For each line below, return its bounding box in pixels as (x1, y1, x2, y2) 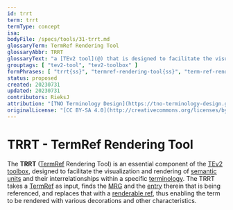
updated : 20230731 (7, 87, 60, 94)
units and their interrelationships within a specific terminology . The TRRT (7, 174, 215, 182)
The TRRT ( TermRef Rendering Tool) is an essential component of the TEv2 (7, 159, 223, 168)
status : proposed (7, 74, 58, 82)
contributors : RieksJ (7, 94, 70, 101)
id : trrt (7, 10, 33, 17)
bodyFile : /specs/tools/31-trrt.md (7, 36, 110, 43)
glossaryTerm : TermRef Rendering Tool (7, 42, 119, 49)
